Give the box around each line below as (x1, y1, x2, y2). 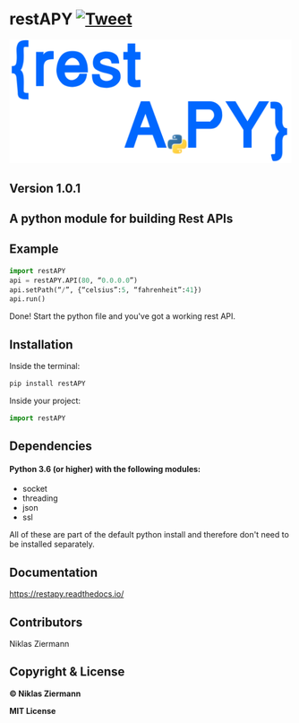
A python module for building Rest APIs (9, 211, 234, 226)
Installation (9, 337, 73, 352)
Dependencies (9, 439, 92, 454)
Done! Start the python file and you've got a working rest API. (9, 311, 235, 322)
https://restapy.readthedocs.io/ (9, 589, 124, 599)
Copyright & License (9, 664, 125, 680)
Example (9, 242, 59, 257)
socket (21, 484, 47, 495)
